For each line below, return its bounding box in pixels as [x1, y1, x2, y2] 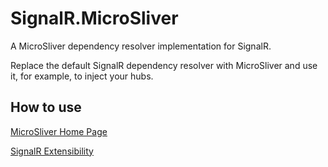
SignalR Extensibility [10, 145, 94, 157]
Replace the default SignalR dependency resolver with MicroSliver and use [10, 59, 318, 71]
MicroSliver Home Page [10, 125, 108, 137]
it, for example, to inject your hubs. [10, 70, 154, 82]
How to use [10, 99, 82, 116]
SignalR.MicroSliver [10, 7, 179, 30]
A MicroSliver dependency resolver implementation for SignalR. [10, 40, 272, 52]
